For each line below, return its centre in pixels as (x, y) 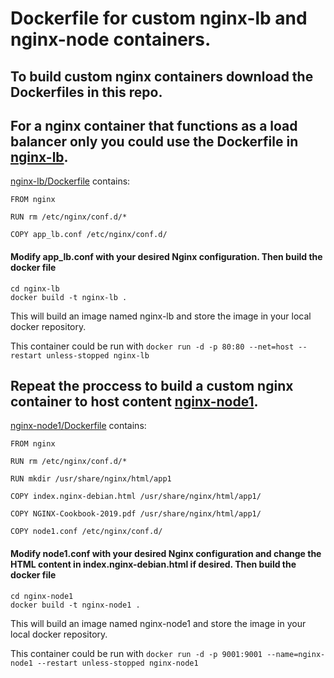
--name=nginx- (296, 654)
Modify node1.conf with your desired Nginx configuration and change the (166, 553)
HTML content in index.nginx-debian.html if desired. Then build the (153, 564)
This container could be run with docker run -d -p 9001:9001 (136, 653)
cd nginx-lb (35, 288)
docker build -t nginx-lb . (69, 297)
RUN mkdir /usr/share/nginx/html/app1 (91, 479)
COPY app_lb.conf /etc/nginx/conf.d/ (89, 235)
